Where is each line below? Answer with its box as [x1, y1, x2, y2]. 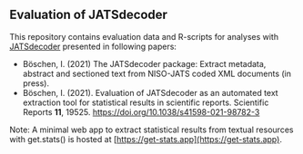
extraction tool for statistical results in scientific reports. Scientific [22, 97, 269, 108]
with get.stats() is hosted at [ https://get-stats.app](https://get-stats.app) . [9, 133, 282, 144]
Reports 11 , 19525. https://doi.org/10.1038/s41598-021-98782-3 [22, 106, 260, 117]
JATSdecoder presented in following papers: [9, 41, 177, 52]
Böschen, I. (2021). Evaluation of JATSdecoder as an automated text [22, 87, 279, 98]
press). [22, 77, 50, 89]
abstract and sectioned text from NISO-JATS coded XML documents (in [22, 68, 291, 79]
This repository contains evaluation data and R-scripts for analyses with [9, 31, 279, 42]
